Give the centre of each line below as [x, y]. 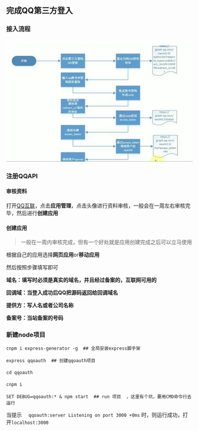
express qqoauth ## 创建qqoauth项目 [51, 361]
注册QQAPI [22, 176]
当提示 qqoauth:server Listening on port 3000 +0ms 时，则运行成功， [94, 415]
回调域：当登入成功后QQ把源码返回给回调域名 [62, 292]
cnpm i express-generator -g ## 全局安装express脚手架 [73, 349]
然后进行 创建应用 [37, 213]
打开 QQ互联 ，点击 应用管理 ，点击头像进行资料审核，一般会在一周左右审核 [96, 205]
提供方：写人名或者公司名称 [40, 306]
